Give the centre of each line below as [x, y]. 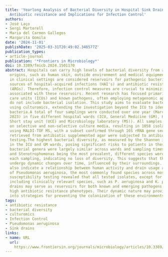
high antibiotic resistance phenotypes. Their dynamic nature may [80, 191]
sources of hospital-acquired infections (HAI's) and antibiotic [79, 84]
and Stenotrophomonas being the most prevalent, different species [81, 154]
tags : [11, 200]
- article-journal [24, 56]
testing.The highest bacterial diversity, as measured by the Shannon [85, 140]
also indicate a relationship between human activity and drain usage [85, 168]
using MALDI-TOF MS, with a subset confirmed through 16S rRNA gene [82, 130]
